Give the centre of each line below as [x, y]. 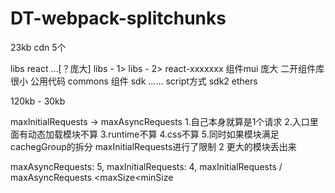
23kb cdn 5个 [38, 47]
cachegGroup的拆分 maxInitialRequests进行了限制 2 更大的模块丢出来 [153, 146]
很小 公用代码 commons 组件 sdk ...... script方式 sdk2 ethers [134, 81]
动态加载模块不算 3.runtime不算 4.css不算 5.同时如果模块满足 [153, 134]
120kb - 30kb [38, 101]
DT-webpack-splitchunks [118, 18]
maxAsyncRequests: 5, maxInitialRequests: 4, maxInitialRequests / [146, 166]
